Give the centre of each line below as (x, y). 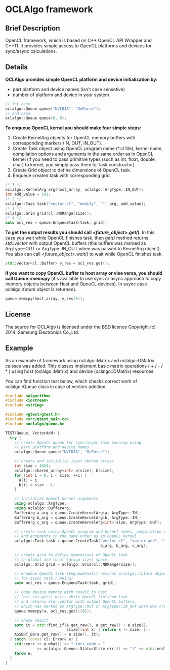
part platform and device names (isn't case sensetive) (69, 89)
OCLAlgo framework (49, 9)
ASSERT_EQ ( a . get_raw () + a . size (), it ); (57, 634)
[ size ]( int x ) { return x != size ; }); (109, 630)
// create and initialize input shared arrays (64, 461)
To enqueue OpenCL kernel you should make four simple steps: (73, 128)
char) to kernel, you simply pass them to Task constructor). (74, 165)
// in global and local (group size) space (61, 560)
